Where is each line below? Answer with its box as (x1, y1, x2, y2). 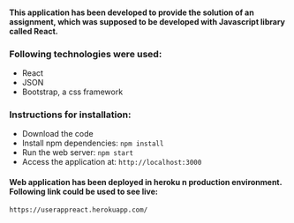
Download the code (21, 129, 94, 139)
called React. (9, 26, 59, 36)
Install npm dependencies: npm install (21, 138, 164, 149)
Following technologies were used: (9, 48, 162, 60)
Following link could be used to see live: (9, 186, 159, 197)
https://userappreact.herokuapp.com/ (9, 205, 148, 215)
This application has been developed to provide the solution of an (9, 7, 254, 18)
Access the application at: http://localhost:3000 (21, 157, 202, 167)
